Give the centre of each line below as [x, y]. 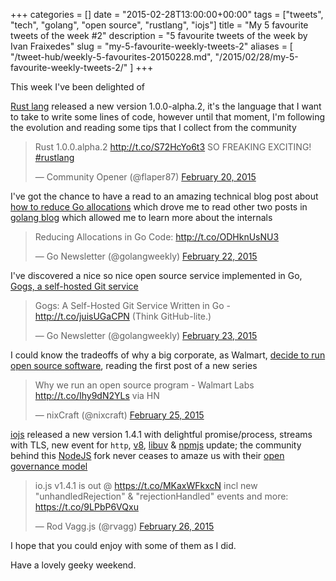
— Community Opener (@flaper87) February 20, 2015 [145, 177]
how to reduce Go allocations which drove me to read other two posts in [159, 207]
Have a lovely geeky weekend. [73, 565]
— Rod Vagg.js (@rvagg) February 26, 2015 [124, 526]
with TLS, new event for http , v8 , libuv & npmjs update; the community [156, 445]
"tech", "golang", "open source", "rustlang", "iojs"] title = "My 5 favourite [159, 25]
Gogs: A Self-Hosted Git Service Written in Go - [132, 305]
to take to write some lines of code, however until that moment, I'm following [168, 117]
